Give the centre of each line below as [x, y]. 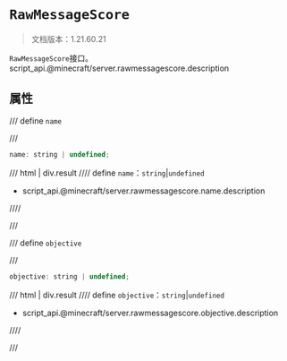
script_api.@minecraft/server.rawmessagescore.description [119, 68]
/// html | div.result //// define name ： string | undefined [107, 173]
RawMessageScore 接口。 [51, 58]
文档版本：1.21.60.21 [68, 39]
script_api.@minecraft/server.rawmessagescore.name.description [143, 191]
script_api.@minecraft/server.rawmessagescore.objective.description [150, 313]
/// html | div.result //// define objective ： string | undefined [117, 295]
